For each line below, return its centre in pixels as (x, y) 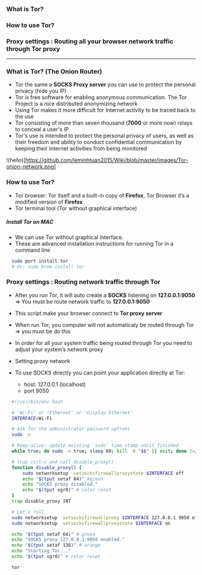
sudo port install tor (40, 261)
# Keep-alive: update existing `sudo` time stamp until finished (95, 446)
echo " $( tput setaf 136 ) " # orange (56, 545)
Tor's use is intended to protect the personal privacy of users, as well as (104, 136)
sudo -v (21, 435)
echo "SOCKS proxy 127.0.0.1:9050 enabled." (68, 540)
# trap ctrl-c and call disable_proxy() (63, 462)
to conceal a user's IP (42, 129)
